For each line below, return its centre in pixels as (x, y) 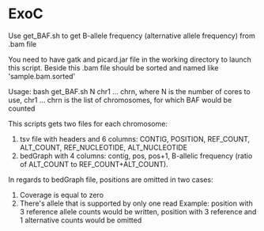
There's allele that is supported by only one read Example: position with (136, 203)
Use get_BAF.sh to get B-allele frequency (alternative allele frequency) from (132, 36)
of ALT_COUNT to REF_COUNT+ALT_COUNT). (94, 164)
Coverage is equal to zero (62, 195)
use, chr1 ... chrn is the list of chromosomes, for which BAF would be (120, 100)
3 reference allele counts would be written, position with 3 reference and (138, 211)
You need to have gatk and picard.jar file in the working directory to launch (130, 59)
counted (22, 108)
